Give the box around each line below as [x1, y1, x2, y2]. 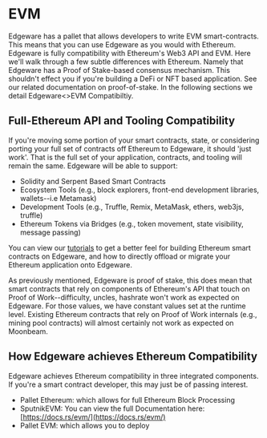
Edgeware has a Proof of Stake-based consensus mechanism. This [8, 65, 231, 74]
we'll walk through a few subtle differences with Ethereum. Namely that [8, 57, 244, 66]
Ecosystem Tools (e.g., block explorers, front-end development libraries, [19, 185, 260, 195]
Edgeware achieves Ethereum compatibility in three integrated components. [8, 371, 259, 380]
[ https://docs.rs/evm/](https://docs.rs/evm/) [19, 412, 166, 421]
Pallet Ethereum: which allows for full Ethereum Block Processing [19, 395, 235, 404]
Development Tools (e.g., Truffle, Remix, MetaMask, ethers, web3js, [19, 202, 245, 211]
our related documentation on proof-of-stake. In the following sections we [8, 82, 253, 92]
